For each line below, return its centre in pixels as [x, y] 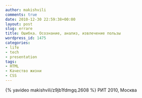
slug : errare [19, 29]
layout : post [19, 24]
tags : [11, 62]
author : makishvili [26, 10]
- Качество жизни [23, 71]
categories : [18, 43]
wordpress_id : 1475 [26, 38]
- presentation [21, 57]
